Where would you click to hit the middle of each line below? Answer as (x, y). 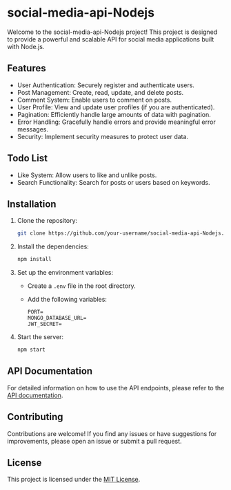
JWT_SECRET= (44, 324)
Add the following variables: (67, 300)
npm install (34, 260)
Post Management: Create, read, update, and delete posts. (100, 92)
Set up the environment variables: (65, 273)
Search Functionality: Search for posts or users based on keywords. (113, 182)
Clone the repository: (47, 221)
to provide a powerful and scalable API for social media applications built (111, 39)
